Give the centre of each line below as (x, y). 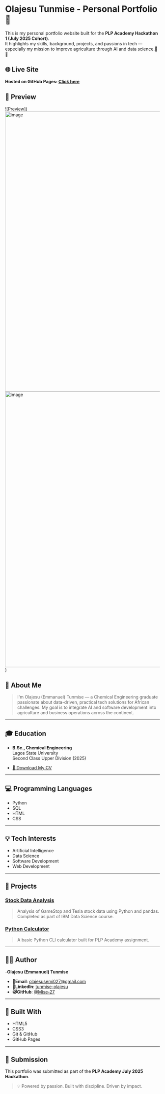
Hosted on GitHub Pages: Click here (42, 81)
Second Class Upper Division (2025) (49, 758)
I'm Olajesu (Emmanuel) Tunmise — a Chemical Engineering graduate (87, 697)
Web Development (31, 866)
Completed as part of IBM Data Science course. (65, 916)
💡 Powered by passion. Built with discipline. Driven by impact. (80, 1086)
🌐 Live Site (22, 70)
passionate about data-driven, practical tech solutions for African (83, 702)
